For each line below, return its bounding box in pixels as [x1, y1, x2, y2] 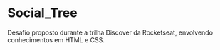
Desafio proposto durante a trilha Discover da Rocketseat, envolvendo [7, 28, 214, 37]
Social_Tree [7, 5, 78, 21]
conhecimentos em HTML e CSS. [7, 35, 105, 44]
